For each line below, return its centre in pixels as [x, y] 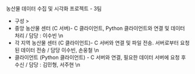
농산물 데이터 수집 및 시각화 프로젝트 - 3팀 [54, 8]
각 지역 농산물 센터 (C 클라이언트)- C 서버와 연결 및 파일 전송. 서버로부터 [97, 43]
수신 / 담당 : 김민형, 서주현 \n [47, 65]
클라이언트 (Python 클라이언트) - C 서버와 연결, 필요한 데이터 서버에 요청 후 [100, 57]
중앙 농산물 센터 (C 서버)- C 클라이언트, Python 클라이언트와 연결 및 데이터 [100, 28]
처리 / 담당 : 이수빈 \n [39, 36]
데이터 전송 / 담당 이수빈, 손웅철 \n [60, 50]
